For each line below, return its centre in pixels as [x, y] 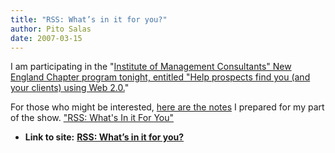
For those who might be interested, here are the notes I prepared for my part [167, 107]
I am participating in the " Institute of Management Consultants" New [151, 67]
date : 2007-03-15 [46, 38]
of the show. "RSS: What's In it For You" [92, 118]
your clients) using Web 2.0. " [70, 88]
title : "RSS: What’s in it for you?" [89, 19]
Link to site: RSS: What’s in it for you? [104, 137]
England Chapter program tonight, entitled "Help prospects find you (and [160, 77]
